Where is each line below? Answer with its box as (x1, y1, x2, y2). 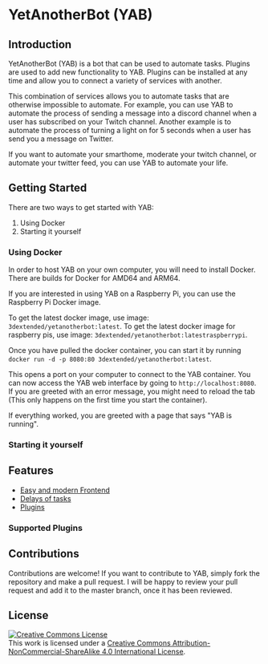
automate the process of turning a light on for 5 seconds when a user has (8, 126, 251, 135)
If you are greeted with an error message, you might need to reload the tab (8, 387, 255, 396)
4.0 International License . (101, 647, 186, 657)
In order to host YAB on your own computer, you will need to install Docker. (8, 265, 256, 274)
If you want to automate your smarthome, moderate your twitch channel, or (8, 150, 257, 159)
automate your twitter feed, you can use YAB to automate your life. (8, 158, 229, 168)
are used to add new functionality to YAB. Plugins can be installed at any (8, 67, 248, 77)
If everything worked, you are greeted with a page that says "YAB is (8, 411, 233, 420)
